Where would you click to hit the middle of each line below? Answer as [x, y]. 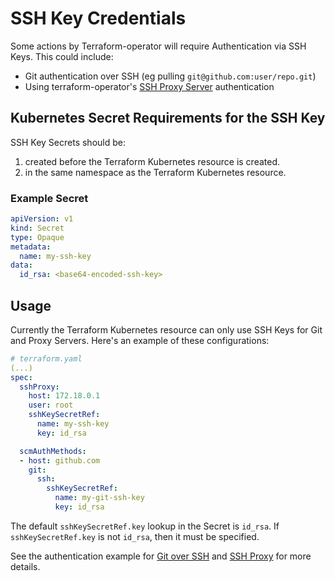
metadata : [31, 247]
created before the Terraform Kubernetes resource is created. [152, 161]
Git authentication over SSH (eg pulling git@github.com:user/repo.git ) [170, 76]
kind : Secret [37, 228]
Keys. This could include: [62, 56]
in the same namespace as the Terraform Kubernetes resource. [155, 172]
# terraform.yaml [46, 358]
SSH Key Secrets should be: [68, 142]
